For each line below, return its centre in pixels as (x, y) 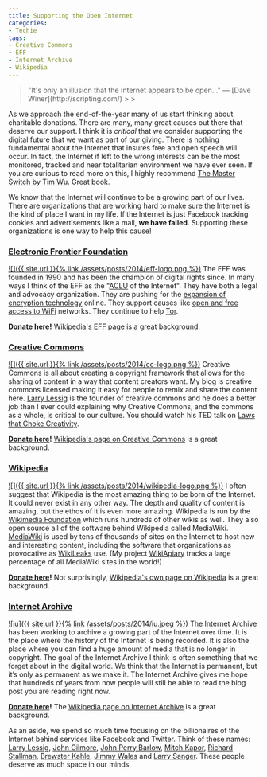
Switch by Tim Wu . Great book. (59, 182)
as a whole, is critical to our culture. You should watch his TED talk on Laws (132, 416)
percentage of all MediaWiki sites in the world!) (85, 561)
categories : (28, 23)
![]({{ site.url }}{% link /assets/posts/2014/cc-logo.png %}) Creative (119, 365)
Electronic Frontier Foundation (68, 252)
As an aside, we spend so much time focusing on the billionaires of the (124, 730)
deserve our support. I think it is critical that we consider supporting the (126, 131)
